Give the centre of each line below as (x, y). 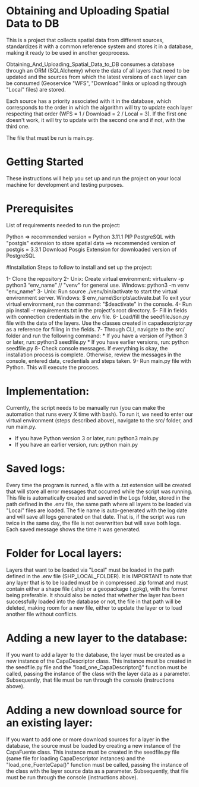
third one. (18, 126)
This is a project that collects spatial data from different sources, (85, 40)
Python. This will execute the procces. (53, 367)
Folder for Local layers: (64, 553)
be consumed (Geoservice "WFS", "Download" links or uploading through (97, 83)
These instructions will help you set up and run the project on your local (94, 178)
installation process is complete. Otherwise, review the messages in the (94, 355)
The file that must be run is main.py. (50, 137)
